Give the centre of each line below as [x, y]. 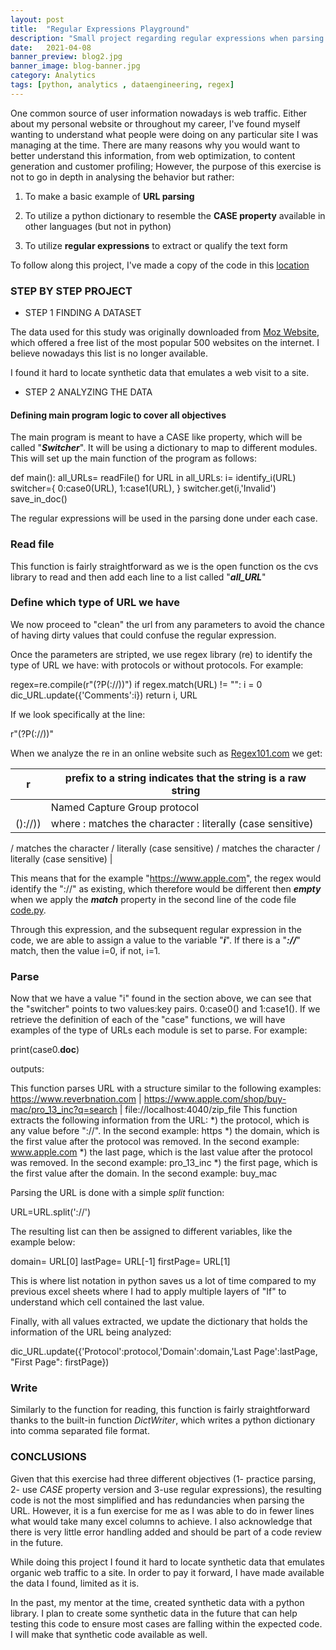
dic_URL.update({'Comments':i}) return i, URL [104, 695]
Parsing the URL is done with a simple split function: [117, 1193]
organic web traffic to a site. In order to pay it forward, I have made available [167, 1572]
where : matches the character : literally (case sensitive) [182, 823]
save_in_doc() [39, 499]
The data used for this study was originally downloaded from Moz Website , [165, 332]
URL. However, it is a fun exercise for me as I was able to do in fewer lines [162, 1510]
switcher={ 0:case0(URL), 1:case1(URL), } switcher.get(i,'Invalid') [143, 488]
